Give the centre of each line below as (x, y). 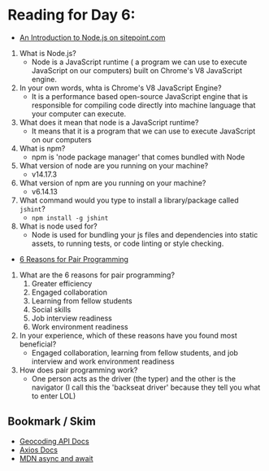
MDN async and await (56, 458)
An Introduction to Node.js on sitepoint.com (92, 37)
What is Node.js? (48, 53)
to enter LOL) (54, 395)
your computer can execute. (79, 113)
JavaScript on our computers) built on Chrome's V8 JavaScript (137, 70)
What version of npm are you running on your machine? (113, 183)
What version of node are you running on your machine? (114, 165)
